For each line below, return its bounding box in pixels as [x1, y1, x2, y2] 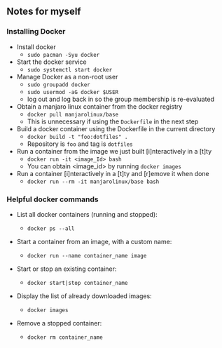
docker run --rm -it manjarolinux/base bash [27, 178, 160, 185]
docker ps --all [27, 225, 75, 232]
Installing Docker [6, 27, 66, 36]
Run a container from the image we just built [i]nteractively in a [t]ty [16, 147, 212, 155]
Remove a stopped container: [16, 319, 102, 327]
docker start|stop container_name [27, 279, 128, 286]
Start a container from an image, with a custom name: [16, 237, 172, 246]
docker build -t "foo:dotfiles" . [27, 133, 128, 140]
